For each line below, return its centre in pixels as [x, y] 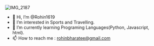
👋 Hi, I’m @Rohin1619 [34, 17]
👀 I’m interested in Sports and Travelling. [53, 22]
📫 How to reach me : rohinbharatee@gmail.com [61, 38]
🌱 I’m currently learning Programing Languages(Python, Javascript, [81, 27]
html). [18, 33]
